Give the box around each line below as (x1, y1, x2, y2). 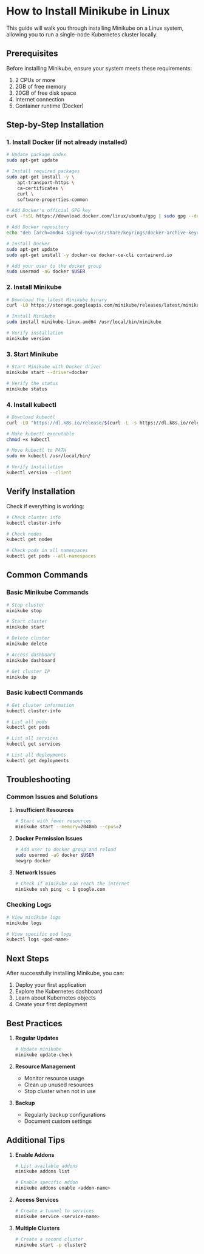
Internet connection (15, 95, 65, 103)
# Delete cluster (6, 635, 50, 641)
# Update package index (6, 152, 67, 158)
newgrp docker (15, 857, 51, 864)
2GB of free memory (15, 83, 67, 90)
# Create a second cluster (15, 1236, 84, 1242)
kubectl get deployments (6, 757, 69, 763)
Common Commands (6, 570, 88, 581)
